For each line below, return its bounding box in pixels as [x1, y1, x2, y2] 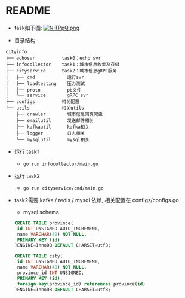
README [5, 4, 51, 17]
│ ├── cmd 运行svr [5, 74, 84, 80]
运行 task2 [14, 172, 40, 180]
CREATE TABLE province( [14, 220, 74, 226]
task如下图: [14, 24, 42, 31]
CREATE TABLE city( [14, 253, 63, 259]
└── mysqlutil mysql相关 [16, 136, 90, 142]
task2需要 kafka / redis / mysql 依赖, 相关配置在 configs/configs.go [14, 196, 180, 203]
